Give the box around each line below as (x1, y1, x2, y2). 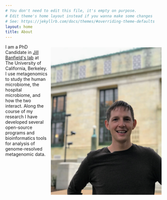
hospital (5, 87, 22, 93)
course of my (5, 109, 33, 115)
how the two (5, 97, 31, 104)
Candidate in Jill (5, 49, 39, 56)
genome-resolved (5, 146, 43, 152)
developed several (5, 119, 44, 125)
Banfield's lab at (5, 55, 39, 61)
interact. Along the (5, 103, 44, 109)
